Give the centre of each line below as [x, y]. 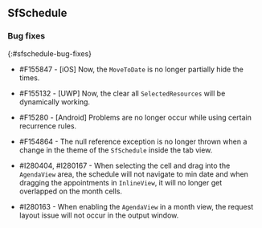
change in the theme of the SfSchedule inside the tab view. [116, 150]
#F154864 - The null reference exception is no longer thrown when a [133, 141]
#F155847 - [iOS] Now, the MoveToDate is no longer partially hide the [131, 69]
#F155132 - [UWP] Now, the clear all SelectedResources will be [122, 93]
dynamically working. [54, 102]
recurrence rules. [48, 126]
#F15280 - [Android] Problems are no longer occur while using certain [135, 117]
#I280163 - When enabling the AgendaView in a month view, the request [136, 206]
